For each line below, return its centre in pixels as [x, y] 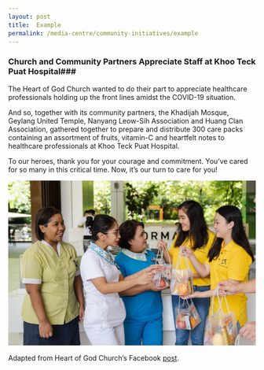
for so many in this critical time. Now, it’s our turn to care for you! [113, 169]
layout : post [29, 17]
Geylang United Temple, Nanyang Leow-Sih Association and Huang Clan [126, 120]
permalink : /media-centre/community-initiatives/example [103, 33]
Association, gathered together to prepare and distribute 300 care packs [126, 129]
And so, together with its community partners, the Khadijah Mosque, [119, 112]
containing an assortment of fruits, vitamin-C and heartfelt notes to [117, 137]
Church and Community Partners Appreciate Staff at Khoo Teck [132, 61]
